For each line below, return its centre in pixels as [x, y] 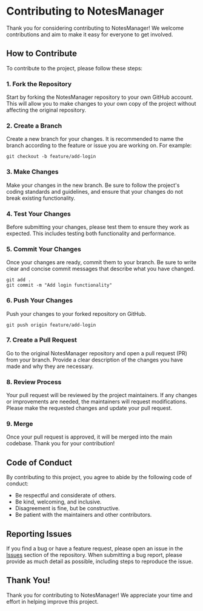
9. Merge [20, 424]
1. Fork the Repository [39, 84]
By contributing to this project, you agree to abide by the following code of [99, 477]
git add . [19, 280]
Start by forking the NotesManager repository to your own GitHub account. [100, 97]
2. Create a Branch [34, 126]
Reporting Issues [39, 534]
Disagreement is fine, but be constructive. [67, 508]
